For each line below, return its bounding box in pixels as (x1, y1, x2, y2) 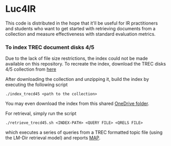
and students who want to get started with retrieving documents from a (5, 25, 156, 31)
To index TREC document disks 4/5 (5, 44, 95, 51)
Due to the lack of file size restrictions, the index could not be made (5, 55, 148, 61)
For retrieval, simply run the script (5, 111, 77, 117)
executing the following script (5, 81, 68, 88)
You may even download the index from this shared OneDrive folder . (5, 100, 149, 107)
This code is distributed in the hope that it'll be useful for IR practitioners (5, 20, 158, 26)
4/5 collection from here (5, 66, 56, 72)
